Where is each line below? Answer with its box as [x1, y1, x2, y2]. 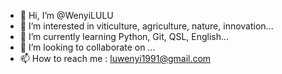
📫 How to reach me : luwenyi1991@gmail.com [19, 53, 212, 64]
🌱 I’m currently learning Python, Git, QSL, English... [19, 31, 230, 42]
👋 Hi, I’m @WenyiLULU [19, 10, 114, 21]
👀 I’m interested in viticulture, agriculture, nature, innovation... [19, 20, 274, 32]
